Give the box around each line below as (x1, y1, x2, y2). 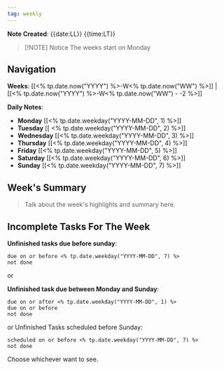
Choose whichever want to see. (7, 355, 99, 363)
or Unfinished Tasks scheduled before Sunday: (7, 323, 143, 332)
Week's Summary (7, 182, 87, 194)
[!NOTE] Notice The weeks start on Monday (24, 43, 151, 51)
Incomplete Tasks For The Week (7, 220, 150, 232)
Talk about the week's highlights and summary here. (24, 201, 176, 209)
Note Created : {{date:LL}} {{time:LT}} (7, 29, 115, 38)
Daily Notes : (7, 103, 44, 112)
